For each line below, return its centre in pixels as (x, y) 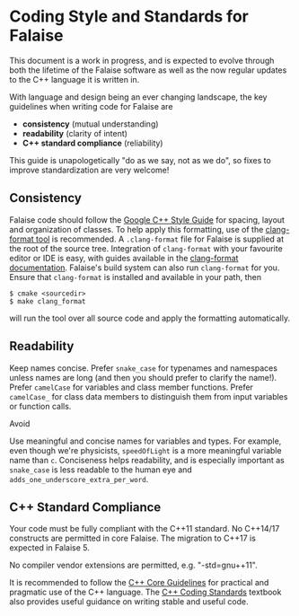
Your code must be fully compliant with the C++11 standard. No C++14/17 (145, 529)
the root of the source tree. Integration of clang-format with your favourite (146, 248)
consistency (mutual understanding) (90, 124)
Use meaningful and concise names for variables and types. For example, (145, 441)
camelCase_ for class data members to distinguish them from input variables (149, 396)
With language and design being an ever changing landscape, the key (138, 97)
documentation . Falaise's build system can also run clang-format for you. (145, 268)
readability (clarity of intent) (75, 133)
